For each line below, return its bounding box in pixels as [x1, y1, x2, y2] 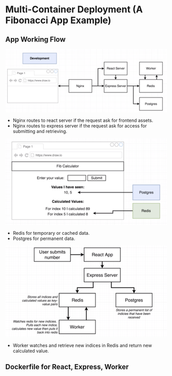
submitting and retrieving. [12, 128, 68, 135]
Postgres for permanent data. [12, 235, 75, 242]
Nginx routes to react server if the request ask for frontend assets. [12, 117, 154, 124]
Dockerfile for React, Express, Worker [5, 362, 129, 371]
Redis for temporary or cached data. [12, 230, 90, 236]
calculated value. [12, 348, 49, 354]
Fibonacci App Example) [5, 14, 111, 26]
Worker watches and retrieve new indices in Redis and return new [12, 342, 152, 348]
